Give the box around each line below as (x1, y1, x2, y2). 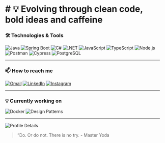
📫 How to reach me (5, 67, 53, 74)
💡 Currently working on (5, 97, 62, 104)
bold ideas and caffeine (5, 14, 103, 26)
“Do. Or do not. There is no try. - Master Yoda (17, 132, 110, 138)
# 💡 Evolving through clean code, (5, 3, 143, 15)
